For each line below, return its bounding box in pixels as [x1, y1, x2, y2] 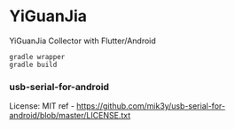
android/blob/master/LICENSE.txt [9, 110, 131, 121]
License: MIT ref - [9, 101, 75, 111]
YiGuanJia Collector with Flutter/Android [9, 35, 157, 46]
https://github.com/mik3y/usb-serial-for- [76, 101, 226, 111]
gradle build [9, 60, 58, 69]
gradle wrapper [9, 52, 66, 61]
